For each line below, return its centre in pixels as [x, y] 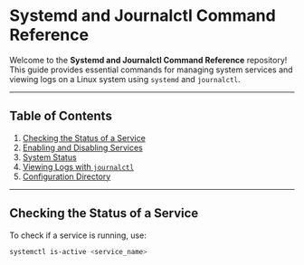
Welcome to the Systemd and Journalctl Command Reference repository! [148, 60]
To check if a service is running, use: [78, 235]
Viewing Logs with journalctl [78, 166]
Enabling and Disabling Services [82, 147]
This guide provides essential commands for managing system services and [151, 70]
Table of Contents [61, 116]
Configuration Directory [66, 176]
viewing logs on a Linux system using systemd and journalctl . [125, 79]
